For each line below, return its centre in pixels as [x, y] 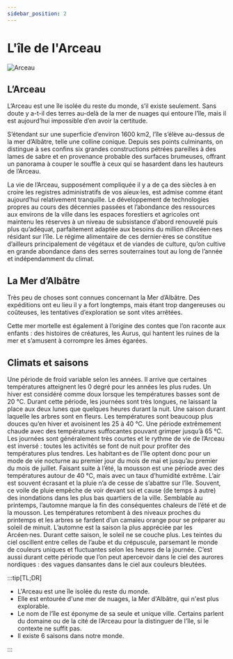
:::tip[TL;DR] [25, 578]
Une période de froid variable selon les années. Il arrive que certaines [107, 379]
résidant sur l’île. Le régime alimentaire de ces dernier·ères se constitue [110, 237]
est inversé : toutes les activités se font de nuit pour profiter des [99, 446]
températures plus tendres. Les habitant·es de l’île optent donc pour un [109, 453]
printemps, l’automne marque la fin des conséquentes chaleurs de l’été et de [117, 505]
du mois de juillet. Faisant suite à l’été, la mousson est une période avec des [116, 468]
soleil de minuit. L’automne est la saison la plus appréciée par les [100, 527]
